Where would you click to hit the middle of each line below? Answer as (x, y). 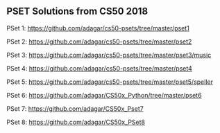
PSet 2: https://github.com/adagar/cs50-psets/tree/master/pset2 (99, 42)
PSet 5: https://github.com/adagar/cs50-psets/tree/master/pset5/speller (110, 82)
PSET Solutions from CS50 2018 (77, 11)
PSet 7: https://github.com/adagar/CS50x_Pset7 (75, 108)
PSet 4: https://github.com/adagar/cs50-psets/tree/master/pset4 (99, 68)
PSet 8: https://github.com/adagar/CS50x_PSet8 (76, 122)
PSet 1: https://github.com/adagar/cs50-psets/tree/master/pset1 (98, 28)
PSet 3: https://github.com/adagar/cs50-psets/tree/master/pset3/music (109, 55)
